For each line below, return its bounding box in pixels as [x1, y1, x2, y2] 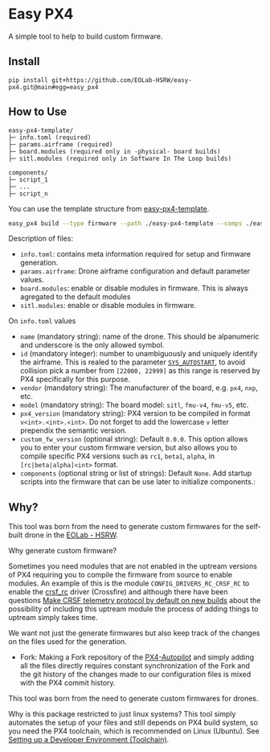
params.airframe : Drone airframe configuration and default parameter [19, 266, 251, 276]
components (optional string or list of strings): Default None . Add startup [19, 468, 252, 479]
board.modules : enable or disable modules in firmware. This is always [19, 283, 249, 294]
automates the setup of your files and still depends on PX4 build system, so [8, 717, 259, 728]
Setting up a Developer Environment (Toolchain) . [8, 735, 170, 745]
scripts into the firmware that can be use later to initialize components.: [19, 477, 256, 487]
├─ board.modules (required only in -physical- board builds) [8, 147, 221, 155]
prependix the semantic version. [19, 425, 127, 435]
